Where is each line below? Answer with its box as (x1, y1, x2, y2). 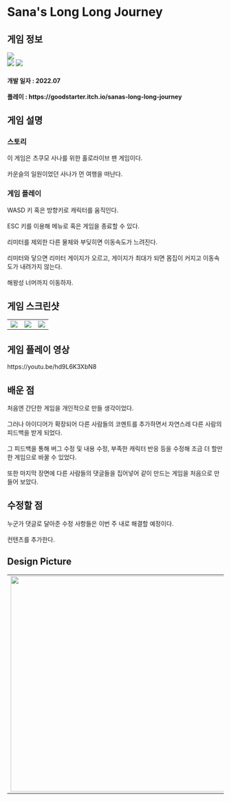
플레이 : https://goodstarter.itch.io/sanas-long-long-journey (7, 92, 182, 101)
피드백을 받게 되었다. (7, 428, 63, 437)
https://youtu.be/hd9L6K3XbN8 (7, 363, 97, 371)
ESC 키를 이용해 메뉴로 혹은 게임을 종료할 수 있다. (7, 221, 140, 230)
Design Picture (7, 556, 72, 568)
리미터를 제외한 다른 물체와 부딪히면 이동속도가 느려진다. (7, 237, 158, 246)
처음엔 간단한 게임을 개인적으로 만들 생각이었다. (7, 404, 134, 413)
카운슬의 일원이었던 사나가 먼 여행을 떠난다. (7, 170, 123, 178)
